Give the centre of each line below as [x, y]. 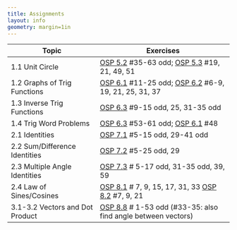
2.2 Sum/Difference [43, 147]
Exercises [163, 51]
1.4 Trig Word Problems [50, 123]
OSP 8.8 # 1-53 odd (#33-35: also [159, 207]
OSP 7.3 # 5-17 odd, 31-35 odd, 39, [163, 167]
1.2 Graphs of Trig [41, 83]
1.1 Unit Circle [35, 67]
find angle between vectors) [147, 216]
